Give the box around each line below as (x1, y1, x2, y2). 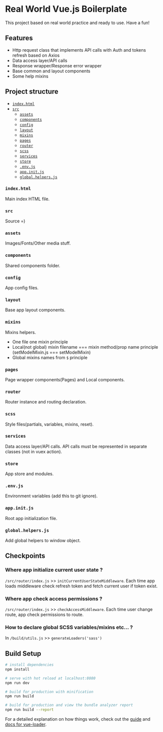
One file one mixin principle (12, 338, 68, 345)
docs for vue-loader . (5, 722, 47, 728)
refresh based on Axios (12, 52, 60, 58)
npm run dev (5, 680, 30, 685)
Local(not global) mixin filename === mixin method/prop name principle (12, 344, 159, 350)
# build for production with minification (5, 689, 94, 694)
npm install (5, 667, 30, 672)
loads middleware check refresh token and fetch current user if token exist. (5, 583, 158, 589)
